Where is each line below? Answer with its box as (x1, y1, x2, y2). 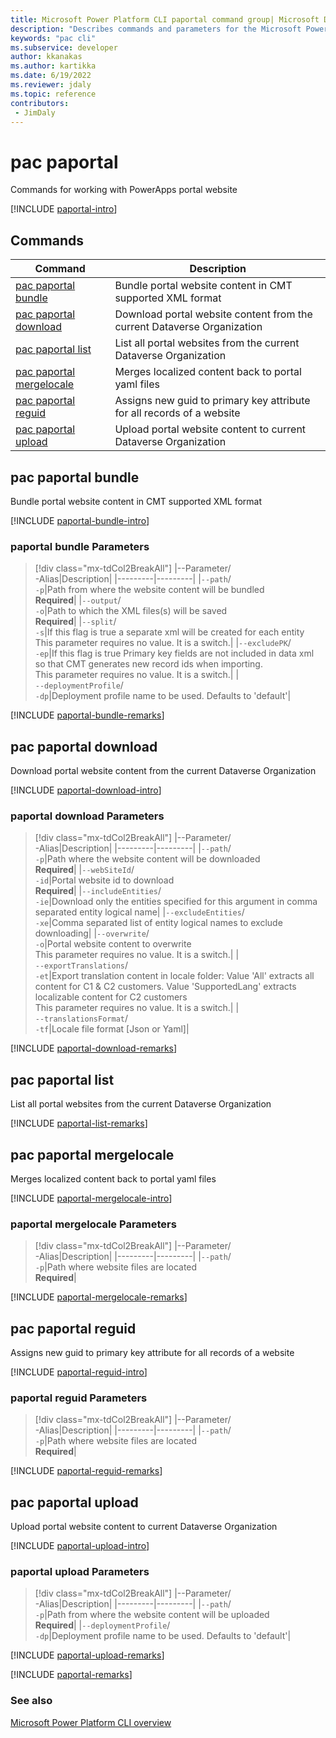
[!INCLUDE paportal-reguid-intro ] (10, 1366, 148, 1378)
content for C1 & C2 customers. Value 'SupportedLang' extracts (34, 981, 297, 993)
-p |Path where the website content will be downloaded (34, 853, 261, 865)
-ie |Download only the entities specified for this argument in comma (34, 896, 318, 908)
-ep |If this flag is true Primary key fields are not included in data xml (34, 647, 315, 660)
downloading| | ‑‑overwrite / (34, 927, 150, 940)
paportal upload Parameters (10, 1565, 150, 1579)
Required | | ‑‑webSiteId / (34, 864, 135, 876)
